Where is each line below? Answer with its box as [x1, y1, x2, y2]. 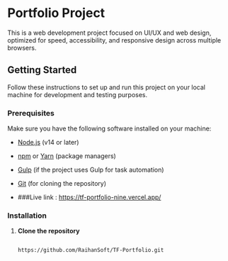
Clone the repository [17, 227, 80, 235]
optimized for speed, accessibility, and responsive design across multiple [7, 35, 222, 44]
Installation [7, 211, 47, 221]
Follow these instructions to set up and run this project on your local [7, 83, 206, 91]
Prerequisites [7, 108, 55, 118]
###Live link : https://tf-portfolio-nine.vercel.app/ [17, 193, 161, 201]
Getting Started [7, 64, 77, 76]
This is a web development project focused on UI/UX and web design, [7, 28, 212, 37]
